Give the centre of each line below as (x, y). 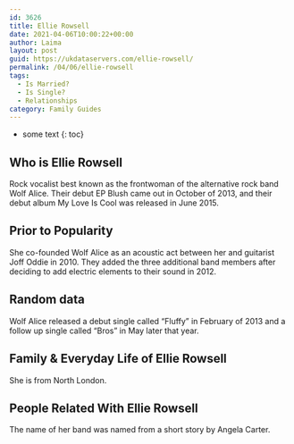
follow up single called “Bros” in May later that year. (104, 331)
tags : (19, 76)
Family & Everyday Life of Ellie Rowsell (118, 359)
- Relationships (47, 101)
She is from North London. (58, 380)
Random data (47, 300)
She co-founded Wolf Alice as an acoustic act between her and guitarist (142, 252)
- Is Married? (43, 84)
